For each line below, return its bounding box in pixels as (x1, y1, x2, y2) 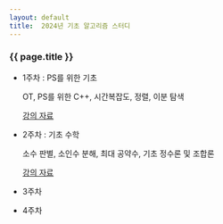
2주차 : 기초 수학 (21, 129, 80, 139)
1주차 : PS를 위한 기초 (21, 72, 98, 83)
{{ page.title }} (9, 51, 74, 63)
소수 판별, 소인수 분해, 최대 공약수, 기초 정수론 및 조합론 (21, 148, 215, 159)
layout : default (9, 12, 70, 22)
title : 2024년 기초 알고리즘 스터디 (9, 21, 131, 30)
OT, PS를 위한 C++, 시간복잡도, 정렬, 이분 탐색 (21, 91, 185, 102)
